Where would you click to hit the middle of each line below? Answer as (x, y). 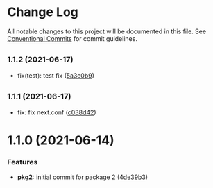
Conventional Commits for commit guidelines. (72, 38)
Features (23, 162)
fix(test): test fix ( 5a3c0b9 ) (56, 75)
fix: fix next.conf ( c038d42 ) (57, 112)
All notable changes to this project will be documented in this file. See (107, 31)
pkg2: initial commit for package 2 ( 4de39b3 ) (82, 177)
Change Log (43, 12)
